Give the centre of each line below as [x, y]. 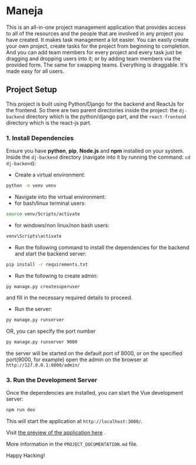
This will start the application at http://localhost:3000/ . [74, 421]
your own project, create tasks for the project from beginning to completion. [98, 46]
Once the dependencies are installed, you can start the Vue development [95, 393]
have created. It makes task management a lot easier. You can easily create [98, 40]
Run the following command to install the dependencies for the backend [102, 247]
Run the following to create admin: [56, 276]
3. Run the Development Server [52, 380]
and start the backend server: [51, 253]
